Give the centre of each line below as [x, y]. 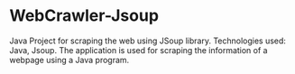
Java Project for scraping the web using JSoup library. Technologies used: [148, 41]
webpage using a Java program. [69, 60]
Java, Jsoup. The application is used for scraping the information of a [138, 50]
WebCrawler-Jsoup [84, 16]
